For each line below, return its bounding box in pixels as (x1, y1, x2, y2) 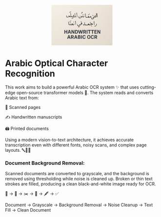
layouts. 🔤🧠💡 (5, 147, 31, 153)
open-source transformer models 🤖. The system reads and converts (16, 90, 154, 96)
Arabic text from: (5, 95, 39, 101)
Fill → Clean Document (5, 207, 51, 213)
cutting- (140, 84, 156, 90)
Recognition (5, 68, 55, 79)
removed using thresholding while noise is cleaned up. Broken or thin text (5, 176, 153, 182)
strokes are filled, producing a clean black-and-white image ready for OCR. (5, 181, 156, 187)
